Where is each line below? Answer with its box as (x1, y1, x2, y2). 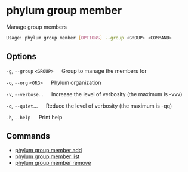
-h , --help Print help (6, 113, 63, 121)
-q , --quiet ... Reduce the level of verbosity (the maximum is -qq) (6, 102, 172, 109)
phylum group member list (14, 153, 80, 160)
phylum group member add (14, 147, 82, 154)
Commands (6, 131, 51, 141)
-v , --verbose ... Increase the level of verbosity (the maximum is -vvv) (6, 90, 183, 97)
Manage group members (6, 23, 67, 30)
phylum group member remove (14, 159, 91, 167)
